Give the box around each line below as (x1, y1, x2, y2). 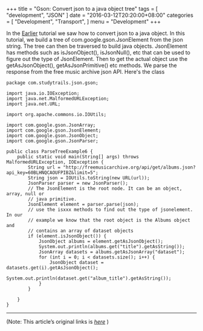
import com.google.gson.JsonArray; (6, 122, 96, 128)
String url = (28, 164, 61, 170)
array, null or (6, 191, 45, 197)
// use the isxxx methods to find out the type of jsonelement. (28, 207, 193, 213)
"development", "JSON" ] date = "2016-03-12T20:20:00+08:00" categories (6, 11, 193, 19)
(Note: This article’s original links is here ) (6, 318, 109, 325)
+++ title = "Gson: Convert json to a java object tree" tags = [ (6, 5, 158, 12)
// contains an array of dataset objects (28, 228, 134, 234)
